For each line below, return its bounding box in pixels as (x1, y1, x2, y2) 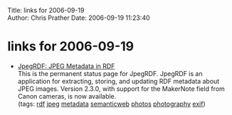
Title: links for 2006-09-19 (7, 6, 85, 14)
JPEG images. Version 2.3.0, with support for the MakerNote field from (17, 84, 226, 93)
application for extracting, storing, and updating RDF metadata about (17, 77, 220, 85)
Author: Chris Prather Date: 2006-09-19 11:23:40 (7, 13, 151, 22)
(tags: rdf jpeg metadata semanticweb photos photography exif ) (17, 99, 206, 108)
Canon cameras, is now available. (17, 92, 117, 100)
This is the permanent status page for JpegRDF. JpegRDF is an (17, 69, 203, 77)
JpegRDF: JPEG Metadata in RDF (17, 62, 115, 70)
